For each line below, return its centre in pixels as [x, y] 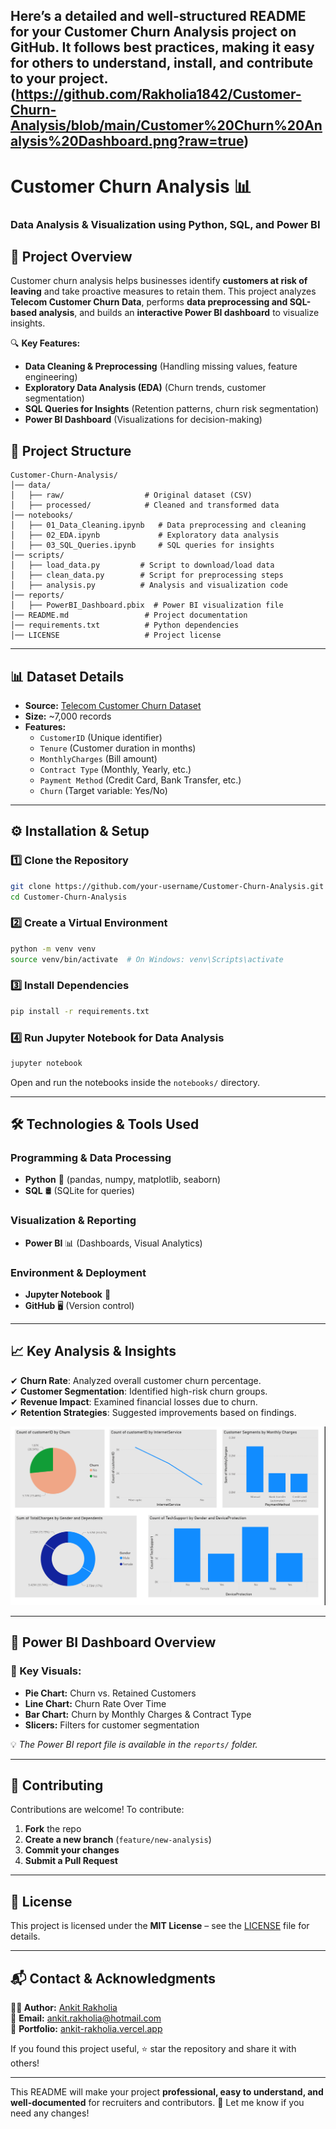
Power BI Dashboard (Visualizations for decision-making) [143, 420]
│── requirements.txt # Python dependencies [125, 625]
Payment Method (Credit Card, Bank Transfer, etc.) [140, 780]
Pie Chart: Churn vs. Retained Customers [110, 1693]
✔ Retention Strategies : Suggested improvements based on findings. [153, 1412]
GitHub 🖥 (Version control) [79, 1306]
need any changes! [50, 2113]
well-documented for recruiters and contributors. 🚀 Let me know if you [157, 2102]
